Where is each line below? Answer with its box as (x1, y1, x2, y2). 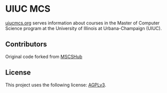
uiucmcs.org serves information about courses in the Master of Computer (5, 20, 160, 26)
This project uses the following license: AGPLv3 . (5, 82, 106, 88)
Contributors (5, 40, 47, 49)
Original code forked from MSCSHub (5, 53, 82, 59)
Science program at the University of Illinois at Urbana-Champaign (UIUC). (5, 25, 162, 31)
